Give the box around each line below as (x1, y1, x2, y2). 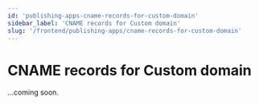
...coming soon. (7, 87, 60, 97)
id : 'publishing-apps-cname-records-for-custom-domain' (7, 11, 199, 20)
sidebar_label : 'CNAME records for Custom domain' (7, 19, 181, 27)
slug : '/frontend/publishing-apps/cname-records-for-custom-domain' (7, 26, 242, 34)
